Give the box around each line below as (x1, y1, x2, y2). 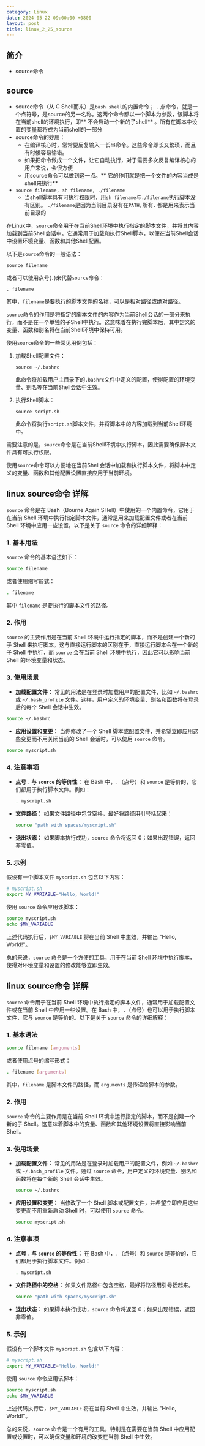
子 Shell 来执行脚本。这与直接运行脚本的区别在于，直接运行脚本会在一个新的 (6, 641, 199, 649)
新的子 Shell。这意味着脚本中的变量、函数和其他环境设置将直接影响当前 (6, 1120, 187, 1128)
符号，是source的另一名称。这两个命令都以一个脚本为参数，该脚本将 (26, 110, 199, 118)
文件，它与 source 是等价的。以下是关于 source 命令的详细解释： (6, 1014, 169, 1021)
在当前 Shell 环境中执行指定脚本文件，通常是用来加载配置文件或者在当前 (6, 514, 188, 521)
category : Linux (6, 9, 48, 15)
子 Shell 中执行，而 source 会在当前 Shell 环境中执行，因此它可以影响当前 (6, 649, 191, 656)
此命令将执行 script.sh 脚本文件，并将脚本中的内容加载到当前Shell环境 (15, 420, 192, 427)
